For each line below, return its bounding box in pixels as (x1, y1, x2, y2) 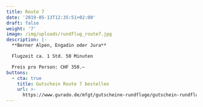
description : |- (6, 37, 47, 43)
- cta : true (11, 75, 42, 81)
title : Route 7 (6, 8, 45, 15)
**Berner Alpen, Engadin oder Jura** (11, 43, 107, 49)
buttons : (6, 70, 28, 76)
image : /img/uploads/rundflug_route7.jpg (6, 31, 112, 37)
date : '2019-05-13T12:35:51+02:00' (6, 14, 96, 20)
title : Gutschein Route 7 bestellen (17, 81, 110, 87)
